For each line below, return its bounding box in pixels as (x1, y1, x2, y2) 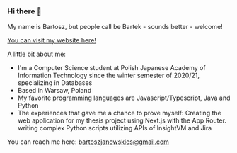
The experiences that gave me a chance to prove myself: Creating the (17, 109, 221, 118)
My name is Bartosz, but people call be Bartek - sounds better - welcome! (7, 23, 223, 31)
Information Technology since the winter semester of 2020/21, (17, 71, 200, 80)
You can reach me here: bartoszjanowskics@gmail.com (7, 137, 170, 146)
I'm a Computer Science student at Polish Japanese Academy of (17, 64, 207, 72)
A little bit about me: (7, 50, 66, 59)
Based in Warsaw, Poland (17, 86, 92, 95)
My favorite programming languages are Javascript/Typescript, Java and (17, 93, 231, 102)
